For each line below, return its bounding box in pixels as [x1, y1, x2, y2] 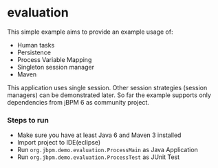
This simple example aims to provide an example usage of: [7, 28, 173, 36]
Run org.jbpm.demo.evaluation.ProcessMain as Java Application [17, 146, 198, 154]
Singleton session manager [17, 63, 95, 71]
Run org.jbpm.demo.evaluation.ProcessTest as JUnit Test [17, 153, 180, 161]
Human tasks [17, 41, 55, 49]
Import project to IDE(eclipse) [17, 138, 101, 147]
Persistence [17, 48, 52, 56]
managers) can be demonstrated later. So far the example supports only [7, 91, 212, 99]
